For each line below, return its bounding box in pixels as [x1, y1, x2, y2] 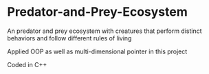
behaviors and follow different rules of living [7, 34, 132, 42]
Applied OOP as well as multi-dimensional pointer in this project [7, 47, 188, 56]
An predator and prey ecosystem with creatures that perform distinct [7, 27, 202, 35]
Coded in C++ [7, 60, 47, 69]
